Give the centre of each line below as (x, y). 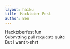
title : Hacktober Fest (28, 14)
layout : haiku (19, 9)
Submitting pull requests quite (35, 37)
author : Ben (17, 18)
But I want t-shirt (22, 42)
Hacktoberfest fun (23, 32)
